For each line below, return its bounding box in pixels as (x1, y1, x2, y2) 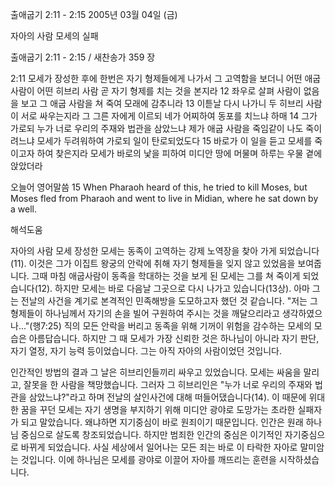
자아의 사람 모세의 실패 (10, 30, 99, 42)
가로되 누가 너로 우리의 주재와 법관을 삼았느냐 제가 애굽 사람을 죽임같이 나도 (10, 123, 304, 134)
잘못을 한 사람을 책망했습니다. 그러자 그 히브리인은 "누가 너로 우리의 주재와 (23, 379, 313, 390)
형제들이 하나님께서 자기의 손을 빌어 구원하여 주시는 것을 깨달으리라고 (10, 308, 280, 319)
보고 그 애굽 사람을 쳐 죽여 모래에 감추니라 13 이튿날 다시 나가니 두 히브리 (20, 98, 304, 109)
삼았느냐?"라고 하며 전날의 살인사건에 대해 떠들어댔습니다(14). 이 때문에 (28, 391, 307, 403)
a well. (10, 203, 37, 215)
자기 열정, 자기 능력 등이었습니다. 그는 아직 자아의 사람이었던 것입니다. (10, 345, 282, 357)
